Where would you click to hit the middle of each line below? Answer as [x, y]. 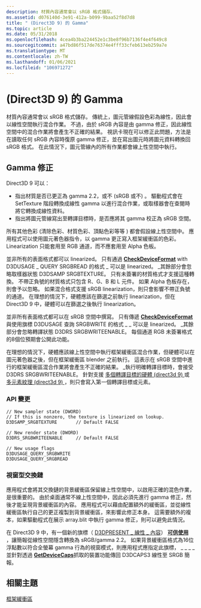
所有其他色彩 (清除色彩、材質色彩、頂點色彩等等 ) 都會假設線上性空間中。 [97, 231]
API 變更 [18, 399]
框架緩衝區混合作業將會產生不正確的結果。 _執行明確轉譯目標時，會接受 [105, 367]
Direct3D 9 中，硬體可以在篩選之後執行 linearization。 [73, 304]
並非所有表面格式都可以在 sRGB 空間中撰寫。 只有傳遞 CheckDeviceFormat [100, 317]
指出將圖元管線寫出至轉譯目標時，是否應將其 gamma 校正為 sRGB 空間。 [104, 218]
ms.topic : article [29, 29]
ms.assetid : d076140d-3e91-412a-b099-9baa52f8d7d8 [71, 17]
